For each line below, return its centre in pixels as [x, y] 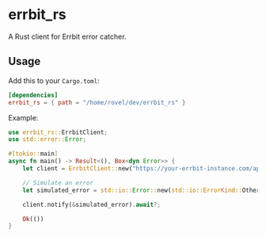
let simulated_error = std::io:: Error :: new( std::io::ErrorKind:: [133, 190]
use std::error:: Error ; [47, 140]
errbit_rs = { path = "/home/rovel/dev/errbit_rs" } [97, 102]
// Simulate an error [58, 183]
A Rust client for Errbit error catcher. [67, 36]
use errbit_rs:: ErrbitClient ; [58, 132]
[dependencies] [33, 95]
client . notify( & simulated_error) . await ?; [91, 205]
